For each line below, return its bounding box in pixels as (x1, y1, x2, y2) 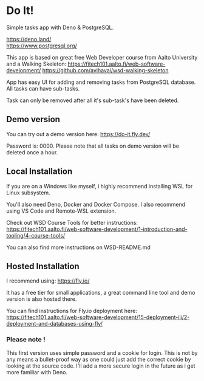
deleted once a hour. (6, 148, 58, 156)
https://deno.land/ (6, 35, 52, 43)
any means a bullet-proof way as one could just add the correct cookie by (6, 355, 191, 363)
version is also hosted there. (6, 295, 77, 303)
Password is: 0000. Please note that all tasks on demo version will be (6, 142, 179, 149)
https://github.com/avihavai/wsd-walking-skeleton (42, 66, 169, 74)
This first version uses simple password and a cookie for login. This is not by (6, 349, 198, 356)
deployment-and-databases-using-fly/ (6, 320, 103, 328)
